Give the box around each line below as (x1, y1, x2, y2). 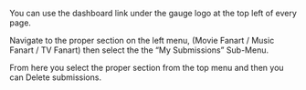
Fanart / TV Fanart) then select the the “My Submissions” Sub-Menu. (9, 45, 269, 55)
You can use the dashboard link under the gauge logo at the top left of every (9, 8, 297, 18)
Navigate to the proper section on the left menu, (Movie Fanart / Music (9, 35, 275, 45)
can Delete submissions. (9, 72, 102, 83)
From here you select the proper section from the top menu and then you (9, 63, 285, 73)
